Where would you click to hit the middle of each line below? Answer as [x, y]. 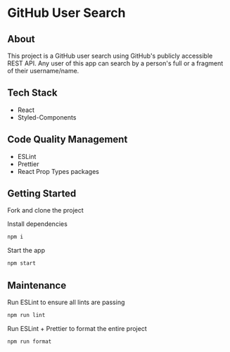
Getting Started [42, 194]
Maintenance [37, 285]
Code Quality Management [68, 140]
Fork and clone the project [46, 210]
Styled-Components [47, 117]
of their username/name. [43, 71]
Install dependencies [38, 224]
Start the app [26, 251]
